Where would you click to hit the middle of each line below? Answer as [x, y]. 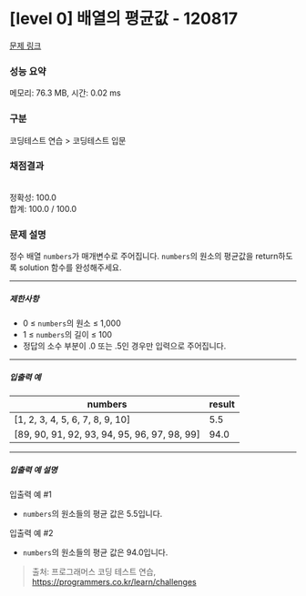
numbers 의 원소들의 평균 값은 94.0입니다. [95, 552]
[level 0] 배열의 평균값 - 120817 [124, 19]
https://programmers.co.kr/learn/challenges [114, 582]
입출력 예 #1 [31, 495]
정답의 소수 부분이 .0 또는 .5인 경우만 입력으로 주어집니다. [124, 346]
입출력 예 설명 [33, 470]
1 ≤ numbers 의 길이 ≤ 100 [67, 335]
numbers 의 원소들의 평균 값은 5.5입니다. [92, 514]
